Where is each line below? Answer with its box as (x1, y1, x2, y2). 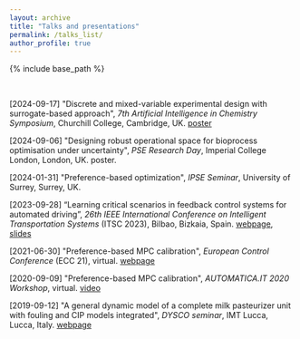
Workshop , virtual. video (9, 283, 102, 294)
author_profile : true (9, 38, 92, 48)
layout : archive (9, 13, 71, 23)
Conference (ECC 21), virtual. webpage (9, 256, 156, 266)
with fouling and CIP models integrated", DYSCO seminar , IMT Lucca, (9, 310, 269, 321)
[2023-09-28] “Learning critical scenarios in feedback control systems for (9, 199, 287, 210)
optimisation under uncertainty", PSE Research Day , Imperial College (9, 145, 267, 156)
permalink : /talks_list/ (9, 30, 103, 39)
